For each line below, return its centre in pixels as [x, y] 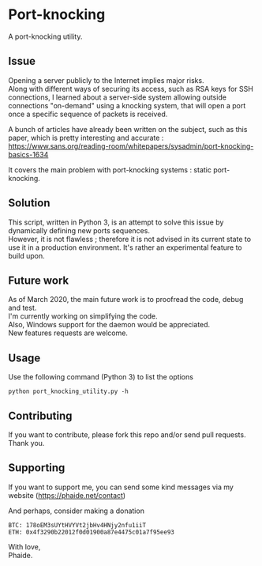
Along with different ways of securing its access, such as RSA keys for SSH [131, 89]
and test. [22, 308]
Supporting [37, 468]
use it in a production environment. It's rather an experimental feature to [125, 247]
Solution [29, 203]
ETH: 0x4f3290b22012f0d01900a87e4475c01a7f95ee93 [92, 532]
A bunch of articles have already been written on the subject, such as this [128, 129]
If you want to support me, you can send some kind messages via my [121, 487]
